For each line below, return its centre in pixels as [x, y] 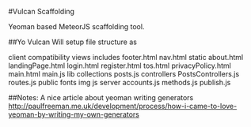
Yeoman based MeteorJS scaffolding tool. [76, 26]
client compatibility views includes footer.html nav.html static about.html [126, 57]
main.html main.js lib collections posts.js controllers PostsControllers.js [124, 74]
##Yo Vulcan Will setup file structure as [72, 42]
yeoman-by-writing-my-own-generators [74, 114]
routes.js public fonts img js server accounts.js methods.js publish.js [120, 82]
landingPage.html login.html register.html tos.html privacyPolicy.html [120, 65]
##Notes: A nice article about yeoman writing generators [101, 97]
